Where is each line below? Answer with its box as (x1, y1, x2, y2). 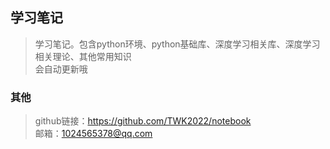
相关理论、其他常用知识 (34, 50, 132, 62)
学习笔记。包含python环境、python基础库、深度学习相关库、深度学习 (34, 38, 321, 50)
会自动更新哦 (34, 63, 88, 75)
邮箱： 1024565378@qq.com (34, 128, 153, 140)
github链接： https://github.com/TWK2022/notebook (34, 115, 252, 127)
